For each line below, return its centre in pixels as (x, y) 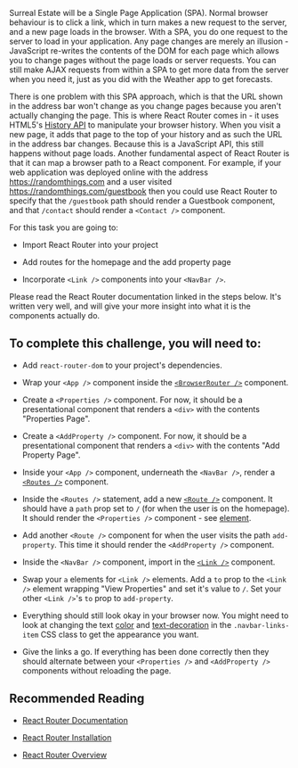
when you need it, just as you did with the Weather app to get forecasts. (141, 79)
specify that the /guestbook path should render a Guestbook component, (142, 201)
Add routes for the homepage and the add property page (126, 262)
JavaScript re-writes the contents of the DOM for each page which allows (145, 51)
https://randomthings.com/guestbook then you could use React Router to (143, 191)
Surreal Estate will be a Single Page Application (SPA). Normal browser (139, 13)
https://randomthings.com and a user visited (90, 182)
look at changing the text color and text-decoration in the (127, 624)
